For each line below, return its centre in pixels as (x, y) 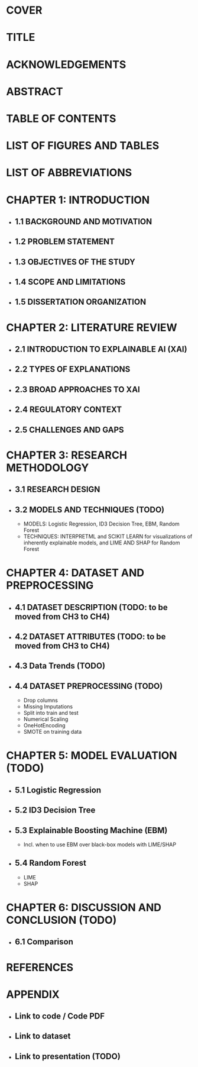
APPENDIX (33, 994)
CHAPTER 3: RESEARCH (67, 455)
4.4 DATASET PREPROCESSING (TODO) (89, 686)
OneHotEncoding (45, 726)
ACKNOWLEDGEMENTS (66, 64)
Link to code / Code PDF (60, 1016)
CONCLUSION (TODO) (61, 920)
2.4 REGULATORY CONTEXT (68, 410)
